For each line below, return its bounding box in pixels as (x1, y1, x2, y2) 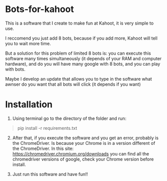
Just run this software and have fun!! (12, 171, 88, 177)
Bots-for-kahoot (5, 4, 74, 15)
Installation (5, 99, 53, 110)
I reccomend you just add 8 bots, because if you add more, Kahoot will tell (5, 35, 158, 41)
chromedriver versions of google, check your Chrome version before (12, 156, 154, 162)
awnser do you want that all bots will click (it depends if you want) (5, 81, 141, 87)
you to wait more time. (5, 40, 51, 46)
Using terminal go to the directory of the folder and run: (12, 115, 127, 121)
